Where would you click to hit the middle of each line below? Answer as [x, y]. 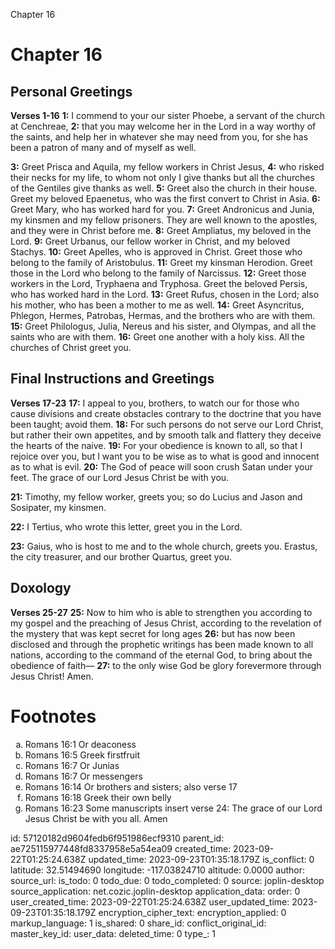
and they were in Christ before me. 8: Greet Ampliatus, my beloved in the [161, 230]
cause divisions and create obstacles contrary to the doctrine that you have [166, 413]
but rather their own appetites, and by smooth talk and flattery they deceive [166, 435]
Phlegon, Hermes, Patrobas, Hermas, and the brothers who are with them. [163, 315]
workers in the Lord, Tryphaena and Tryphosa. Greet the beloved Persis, [159, 283]
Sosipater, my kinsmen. [58, 507]
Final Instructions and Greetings [112, 379]
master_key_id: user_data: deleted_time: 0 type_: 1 [113, 933]
